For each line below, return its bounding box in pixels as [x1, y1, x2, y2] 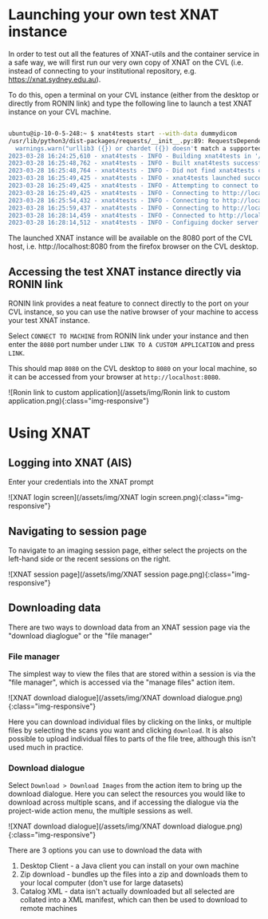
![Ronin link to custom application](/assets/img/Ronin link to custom [8, 388, 231, 398]
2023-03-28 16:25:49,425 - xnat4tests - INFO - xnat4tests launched [8, 174, 241, 182]
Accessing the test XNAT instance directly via [8, 265, 242, 278]
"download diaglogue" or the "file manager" [8, 630, 153, 641]
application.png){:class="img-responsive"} [8, 396, 150, 406]
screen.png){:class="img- [158, 493, 244, 502]
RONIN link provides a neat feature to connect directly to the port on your [8, 298, 250, 309]
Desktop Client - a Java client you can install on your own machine [19, 861, 239, 871]
